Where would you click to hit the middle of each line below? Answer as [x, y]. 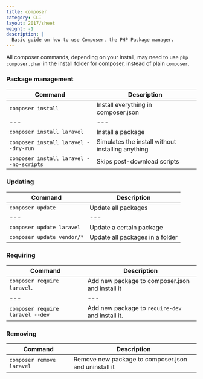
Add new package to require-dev [134, 308]
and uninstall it [94, 367]
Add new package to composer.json [139, 281]
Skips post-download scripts [138, 162]
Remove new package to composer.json [130, 360]
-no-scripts [27, 164]
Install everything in [124, 105]
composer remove [33, 360]
